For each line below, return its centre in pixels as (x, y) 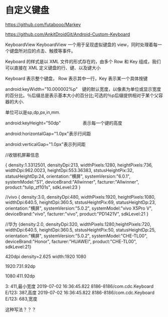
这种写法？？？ (21, 309)
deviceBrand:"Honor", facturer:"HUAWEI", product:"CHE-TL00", (71, 241)
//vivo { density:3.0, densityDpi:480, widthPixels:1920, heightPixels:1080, (80, 197)
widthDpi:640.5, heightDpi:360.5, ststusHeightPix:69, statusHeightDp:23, (81, 202)
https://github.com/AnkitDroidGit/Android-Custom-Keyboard (68, 34)
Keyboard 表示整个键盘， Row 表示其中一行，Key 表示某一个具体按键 (76, 78)
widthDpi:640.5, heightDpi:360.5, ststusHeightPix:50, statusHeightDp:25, (80, 230)
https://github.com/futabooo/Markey (43, 24)
